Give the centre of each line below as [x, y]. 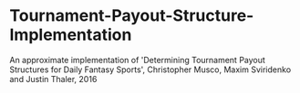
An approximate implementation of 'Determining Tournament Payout [138, 60]
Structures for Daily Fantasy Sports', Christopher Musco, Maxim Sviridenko [150, 70]
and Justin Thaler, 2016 [53, 79]
